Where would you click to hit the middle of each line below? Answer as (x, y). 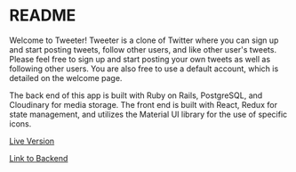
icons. (20, 123)
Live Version (32, 141)
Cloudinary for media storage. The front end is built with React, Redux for (144, 104)
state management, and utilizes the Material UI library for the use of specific (148, 114)
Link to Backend (39, 158)
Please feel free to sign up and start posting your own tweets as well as (140, 59)
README (43, 16)
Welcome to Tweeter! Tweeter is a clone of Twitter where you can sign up (144, 40)
